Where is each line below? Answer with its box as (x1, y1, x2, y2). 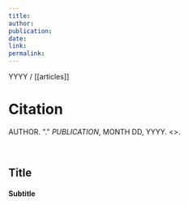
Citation (8, 100, 63, 118)
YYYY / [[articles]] (8, 72, 70, 81)
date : (8, 34, 27, 43)
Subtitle (8, 188, 36, 199)
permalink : (8, 49, 45, 58)
